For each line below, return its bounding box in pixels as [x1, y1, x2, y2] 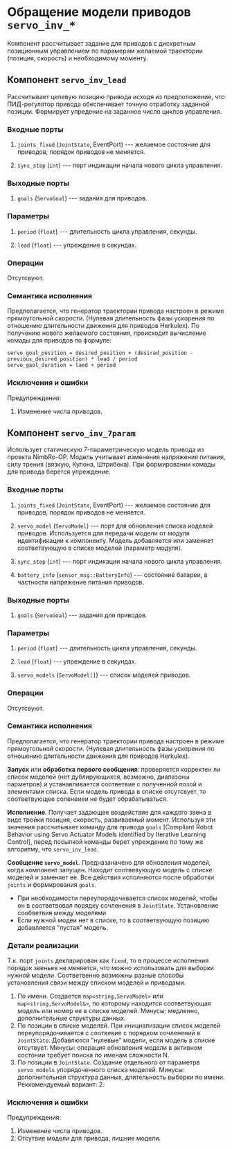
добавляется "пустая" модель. [17, 923, 109, 931]
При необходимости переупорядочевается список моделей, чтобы [17, 894, 218, 902]
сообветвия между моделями [17, 908, 107, 917]
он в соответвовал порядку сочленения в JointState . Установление [17, 901, 219, 909]
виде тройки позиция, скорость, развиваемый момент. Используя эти [7, 815, 216, 824]
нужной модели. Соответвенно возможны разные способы [7, 971, 184, 980]
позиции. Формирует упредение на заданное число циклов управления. [7, 107, 222, 115]
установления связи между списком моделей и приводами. [7, 978, 186, 987]
